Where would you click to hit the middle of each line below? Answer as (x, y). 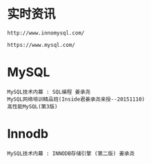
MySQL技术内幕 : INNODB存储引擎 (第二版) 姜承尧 (71, 153)
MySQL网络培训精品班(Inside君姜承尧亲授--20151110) (76, 99)
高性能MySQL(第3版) (32, 106)
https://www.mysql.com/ (41, 45)
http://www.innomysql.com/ (46, 33)
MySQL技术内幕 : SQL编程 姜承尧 (49, 92)
